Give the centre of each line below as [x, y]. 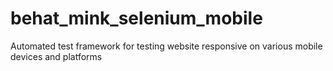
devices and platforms [56, 56]
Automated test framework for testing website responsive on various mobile [166, 46]
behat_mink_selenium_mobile [136, 18]
